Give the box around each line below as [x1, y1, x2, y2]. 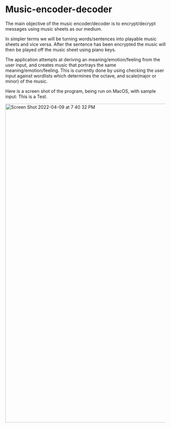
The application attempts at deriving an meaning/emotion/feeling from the [5, 56, 160, 62]
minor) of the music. [5, 78, 48, 84]
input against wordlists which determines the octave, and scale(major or [5, 72, 157, 79]
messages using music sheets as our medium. [5, 26, 103, 32]
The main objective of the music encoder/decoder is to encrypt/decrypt [5, 20, 156, 27]
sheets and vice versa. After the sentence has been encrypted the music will [5, 41, 166, 47]
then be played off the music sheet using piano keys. [5, 46, 116, 53]
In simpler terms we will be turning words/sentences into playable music [5, 36, 157, 42]
